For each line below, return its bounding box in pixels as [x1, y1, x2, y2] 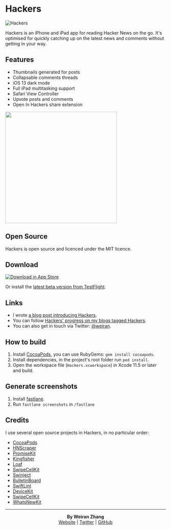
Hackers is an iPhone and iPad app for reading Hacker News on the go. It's [5, 30, 162, 36]
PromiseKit [12, 450, 36, 456]
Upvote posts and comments [12, 96, 74, 102]
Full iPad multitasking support [12, 85, 75, 91]
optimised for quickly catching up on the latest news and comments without [5, 35, 164, 41]
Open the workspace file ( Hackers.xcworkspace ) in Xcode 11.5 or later [12, 362, 157, 368]
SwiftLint [12, 483, 32, 489]
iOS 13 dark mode [12, 79, 50, 86]
